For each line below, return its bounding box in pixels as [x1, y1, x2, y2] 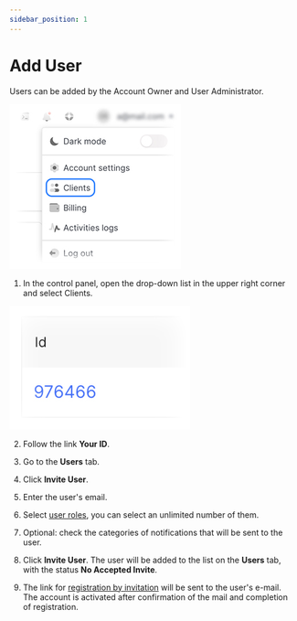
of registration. [22, 601, 80, 612]
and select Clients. [22, 287, 93, 298]
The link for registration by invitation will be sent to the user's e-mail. [22, 582, 281, 593]
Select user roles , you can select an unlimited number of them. [22, 509, 260, 520]
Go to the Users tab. [22, 455, 101, 466]
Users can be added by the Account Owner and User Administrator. [9, 85, 264, 96]
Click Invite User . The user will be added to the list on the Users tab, [22, 554, 281, 565]
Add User [9, 55, 82, 76]
